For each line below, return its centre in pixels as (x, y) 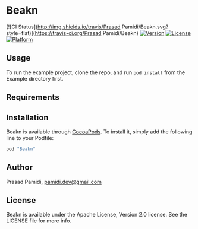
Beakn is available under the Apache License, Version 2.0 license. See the (97, 215)
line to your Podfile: (30, 138)
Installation (27, 117)
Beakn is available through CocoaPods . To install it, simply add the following (99, 132)
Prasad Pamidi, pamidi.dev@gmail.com (54, 182)
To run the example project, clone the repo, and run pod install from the (96, 72)
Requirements (33, 98)
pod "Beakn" (21, 149)
